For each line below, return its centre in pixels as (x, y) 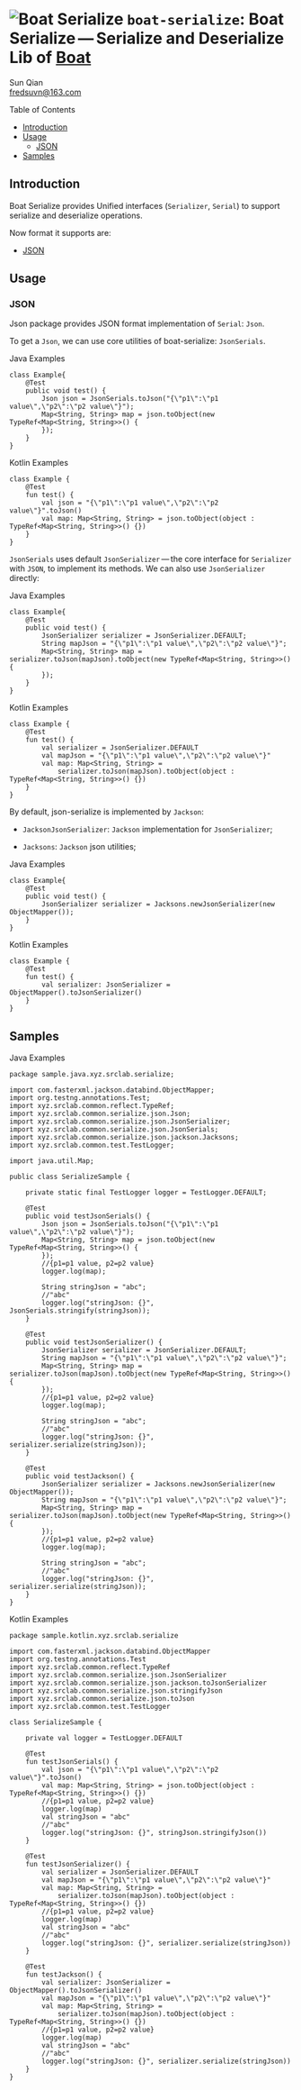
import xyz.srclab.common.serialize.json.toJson (102, 1699)
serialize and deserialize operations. (76, 215)
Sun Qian (26, 82)
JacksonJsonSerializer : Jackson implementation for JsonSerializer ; (147, 830)
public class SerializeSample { (70, 1177)
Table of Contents (43, 109)
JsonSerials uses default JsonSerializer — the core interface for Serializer (150, 559)
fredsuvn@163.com (45, 92)
